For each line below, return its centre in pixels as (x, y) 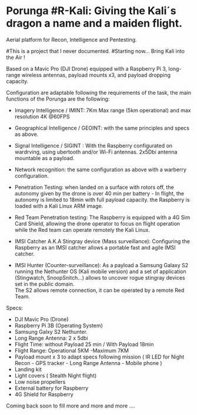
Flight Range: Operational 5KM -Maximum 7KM (72, 350)
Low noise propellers (40, 381)
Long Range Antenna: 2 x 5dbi (51, 338)
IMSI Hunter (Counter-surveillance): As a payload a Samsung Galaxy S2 (101, 265)
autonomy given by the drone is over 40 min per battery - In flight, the (99, 193)
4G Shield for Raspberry (44, 394)
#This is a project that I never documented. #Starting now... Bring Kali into (96, 51)
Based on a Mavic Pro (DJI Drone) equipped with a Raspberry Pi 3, (87, 68)
